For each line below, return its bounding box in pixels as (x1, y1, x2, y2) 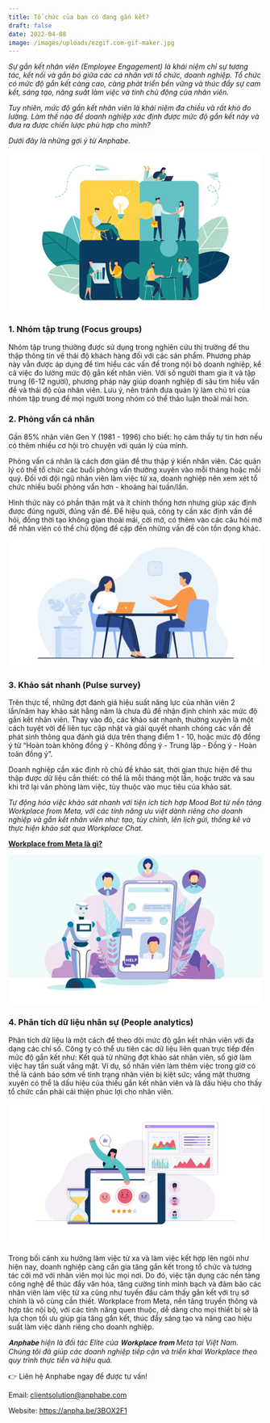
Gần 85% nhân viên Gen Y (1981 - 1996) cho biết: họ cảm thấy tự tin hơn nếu (8, 432, 263, 442)
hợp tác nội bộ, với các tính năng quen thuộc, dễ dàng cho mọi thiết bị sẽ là (8, 1305, 259, 1315)
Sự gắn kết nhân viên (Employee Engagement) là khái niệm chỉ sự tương (8, 61, 248, 72)
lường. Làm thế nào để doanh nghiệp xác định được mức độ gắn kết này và (8, 111, 260, 121)
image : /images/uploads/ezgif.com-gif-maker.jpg (8, 39, 175, 47)
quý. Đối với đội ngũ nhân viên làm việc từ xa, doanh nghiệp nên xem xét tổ (8, 473, 258, 483)
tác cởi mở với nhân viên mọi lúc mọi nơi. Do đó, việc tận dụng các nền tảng (8, 1270, 260, 1280)
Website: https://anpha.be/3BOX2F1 (8, 1406, 127, 1416)
